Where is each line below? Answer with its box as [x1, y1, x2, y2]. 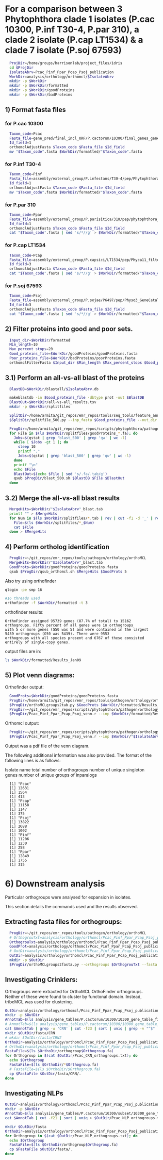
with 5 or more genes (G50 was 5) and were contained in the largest [5, 627, 149, 632]
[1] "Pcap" [9, 799, 32, 803]
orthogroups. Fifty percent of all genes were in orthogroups [5, 623, 133, 628]
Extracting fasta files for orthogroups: [5, 918, 122, 926]
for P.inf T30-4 [5, 161, 41, 167]
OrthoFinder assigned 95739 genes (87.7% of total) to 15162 [5, 619, 131, 624]
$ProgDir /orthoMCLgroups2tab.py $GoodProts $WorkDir [9, 703, 118, 707]
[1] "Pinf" [9, 833, 32, 837]
